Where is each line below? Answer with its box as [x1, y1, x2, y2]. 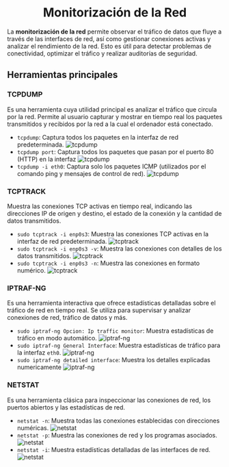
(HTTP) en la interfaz [16, 155, 77, 163]
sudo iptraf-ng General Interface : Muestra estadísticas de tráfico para [16, 341, 221, 350]
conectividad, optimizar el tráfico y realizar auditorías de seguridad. [7, 49, 198, 58]
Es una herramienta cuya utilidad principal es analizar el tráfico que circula [7, 105, 217, 114]
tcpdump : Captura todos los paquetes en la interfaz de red [16, 133, 179, 141]
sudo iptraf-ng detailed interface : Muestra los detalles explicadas [16, 356, 211, 364]
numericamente [16, 363, 62, 371]
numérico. [16, 266, 46, 275]
